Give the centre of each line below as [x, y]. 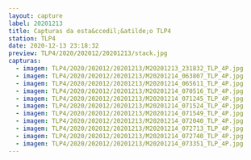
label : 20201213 [36, 23]
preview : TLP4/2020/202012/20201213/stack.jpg [88, 53]
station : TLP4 [32, 38]
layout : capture [36, 16]
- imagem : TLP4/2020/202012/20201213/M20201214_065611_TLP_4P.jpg [130, 83]
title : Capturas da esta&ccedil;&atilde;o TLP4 [90, 31]
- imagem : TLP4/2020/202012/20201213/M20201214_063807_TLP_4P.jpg [130, 76]
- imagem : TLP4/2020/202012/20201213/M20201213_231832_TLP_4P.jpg [130, 69]
